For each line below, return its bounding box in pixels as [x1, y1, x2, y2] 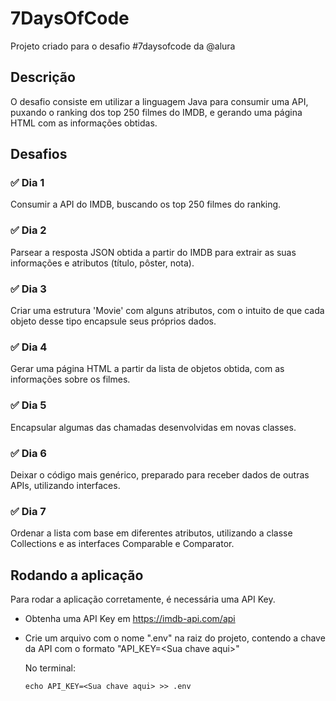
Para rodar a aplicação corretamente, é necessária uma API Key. [10, 593, 276, 606]
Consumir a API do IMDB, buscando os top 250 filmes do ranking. [10, 198, 282, 211]
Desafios [10, 146, 68, 163]
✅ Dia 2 [10, 223, 47, 237]
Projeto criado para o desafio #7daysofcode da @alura [10, 40, 236, 52]
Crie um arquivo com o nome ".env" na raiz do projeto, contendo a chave [24, 632, 326, 644]
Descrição [10, 69, 76, 86]
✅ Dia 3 [10, 282, 47, 296]
